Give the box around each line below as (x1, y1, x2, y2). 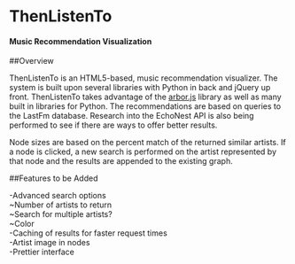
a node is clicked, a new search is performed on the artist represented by (9, 146, 277, 157)
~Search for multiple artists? (9, 209, 113, 220)
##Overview (9, 56, 55, 66)
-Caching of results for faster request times (9, 228, 168, 238)
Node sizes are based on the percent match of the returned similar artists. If (9, 137, 286, 148)
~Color (9, 219, 35, 229)
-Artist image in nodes (9, 237, 90, 248)
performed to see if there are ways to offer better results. (9, 120, 218, 130)
